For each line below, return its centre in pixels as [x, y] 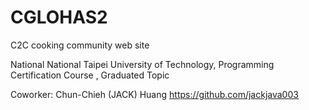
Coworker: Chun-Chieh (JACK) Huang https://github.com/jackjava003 [154, 94]
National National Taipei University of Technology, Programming [142, 64]
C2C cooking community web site [80, 45]
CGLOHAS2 [59, 17]
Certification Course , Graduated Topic [90, 75]
